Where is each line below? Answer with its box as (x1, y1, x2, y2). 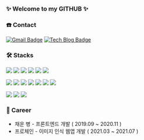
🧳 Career (6, 106, 32, 114)
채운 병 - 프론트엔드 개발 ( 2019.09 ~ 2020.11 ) (14, 120, 122, 127)
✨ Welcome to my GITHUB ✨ (6, 5, 89, 13)
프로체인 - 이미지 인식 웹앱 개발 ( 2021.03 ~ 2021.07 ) (14, 128, 139, 135)
